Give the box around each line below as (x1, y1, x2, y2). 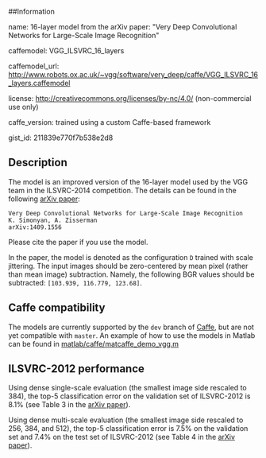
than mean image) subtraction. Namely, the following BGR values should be (8, 270, 255, 279)
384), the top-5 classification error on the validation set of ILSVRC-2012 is (8, 391, 251, 401)
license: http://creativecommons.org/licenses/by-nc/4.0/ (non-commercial (8, 94, 252, 103)
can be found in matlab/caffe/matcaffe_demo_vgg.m (8, 339, 179, 348)
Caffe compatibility (8, 301, 106, 315)
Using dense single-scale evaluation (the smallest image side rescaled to (8, 383, 248, 393)
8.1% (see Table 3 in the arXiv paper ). (8, 400, 131, 409)
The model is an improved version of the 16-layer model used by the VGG (8, 177, 249, 186)
